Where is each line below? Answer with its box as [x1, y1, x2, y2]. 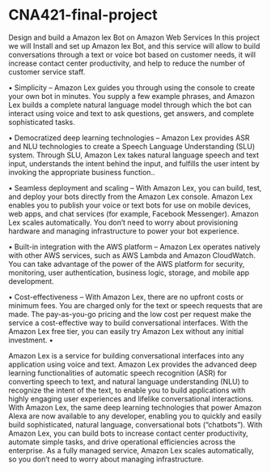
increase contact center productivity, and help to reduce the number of [8, 58, 245, 68]
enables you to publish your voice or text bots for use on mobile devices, [8, 200, 251, 210]
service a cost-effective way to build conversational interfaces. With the [8, 318, 248, 328]
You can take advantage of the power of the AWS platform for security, [8, 259, 245, 268]
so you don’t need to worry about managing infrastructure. [8, 454, 204, 464]
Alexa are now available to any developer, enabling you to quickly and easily [8, 411, 262, 421]
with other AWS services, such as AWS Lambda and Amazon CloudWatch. [8, 250, 256, 260]
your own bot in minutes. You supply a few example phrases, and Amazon [8, 91, 255, 101]
